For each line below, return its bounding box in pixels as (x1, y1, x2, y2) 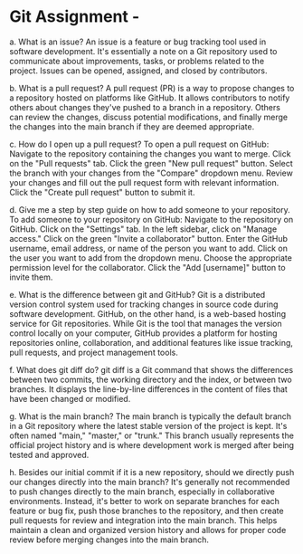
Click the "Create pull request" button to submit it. (9, 186, 195, 197)
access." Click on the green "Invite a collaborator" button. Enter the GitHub (9, 233, 288, 244)
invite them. (9, 272, 53, 282)
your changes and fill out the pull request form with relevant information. (9, 177, 279, 187)
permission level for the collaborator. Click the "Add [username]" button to (9, 262, 287, 272)
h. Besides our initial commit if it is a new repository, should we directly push (9, 466, 295, 477)
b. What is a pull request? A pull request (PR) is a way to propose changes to (9, 82, 295, 93)
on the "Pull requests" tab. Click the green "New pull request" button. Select (9, 158, 294, 168)
